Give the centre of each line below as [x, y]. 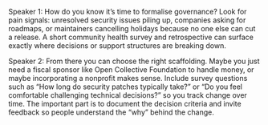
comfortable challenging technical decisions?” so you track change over [128, 95]
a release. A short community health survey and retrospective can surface [131, 37]
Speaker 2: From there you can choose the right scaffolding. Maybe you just [134, 61]
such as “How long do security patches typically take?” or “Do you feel [126, 87]
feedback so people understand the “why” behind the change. [111, 112]
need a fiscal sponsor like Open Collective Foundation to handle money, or [131, 70]
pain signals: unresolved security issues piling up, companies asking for [127, 20]
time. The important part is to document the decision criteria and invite [125, 104]
